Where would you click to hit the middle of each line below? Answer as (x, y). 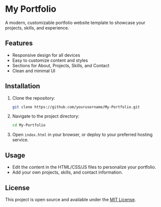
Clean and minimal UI (34, 71)
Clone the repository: (34, 98)
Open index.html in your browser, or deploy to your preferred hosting (82, 135)
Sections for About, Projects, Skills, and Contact (61, 65)
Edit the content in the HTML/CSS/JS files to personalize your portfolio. (84, 167)
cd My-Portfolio (29, 125)
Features (19, 43)
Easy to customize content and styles (50, 60)
